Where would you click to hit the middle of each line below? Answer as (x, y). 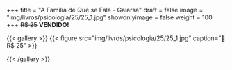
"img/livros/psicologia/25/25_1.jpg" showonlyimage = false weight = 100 (109, 17)
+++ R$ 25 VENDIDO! (38, 25)
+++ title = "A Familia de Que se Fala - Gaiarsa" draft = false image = (105, 10)
